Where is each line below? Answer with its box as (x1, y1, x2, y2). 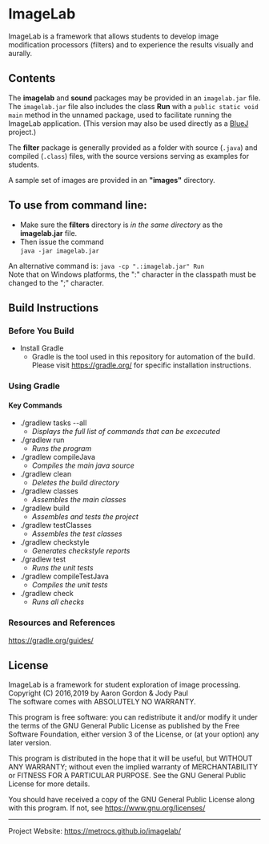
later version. (8, 738, 52, 748)
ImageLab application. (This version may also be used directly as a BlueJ (8, 118, 249, 128)
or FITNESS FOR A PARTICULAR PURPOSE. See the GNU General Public (8, 771, 247, 781)
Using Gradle (8, 380, 60, 392)
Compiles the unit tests (31, 580, 108, 590)
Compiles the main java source (31, 461, 134, 470)
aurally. (8, 48, 33, 58)
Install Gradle (19, 343, 64, 353)
